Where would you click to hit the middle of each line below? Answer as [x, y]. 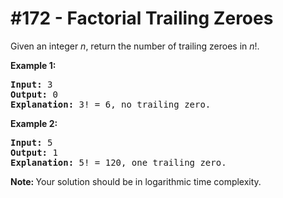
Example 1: [33, 65]
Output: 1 [34, 152]
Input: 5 [31, 142]
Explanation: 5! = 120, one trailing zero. [118, 162]
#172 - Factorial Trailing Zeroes [142, 18]
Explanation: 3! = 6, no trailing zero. [111, 104]
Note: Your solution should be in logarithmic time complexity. [136, 181]
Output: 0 [34, 94]
